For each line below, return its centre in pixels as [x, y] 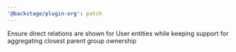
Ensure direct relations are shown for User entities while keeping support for [118, 33]
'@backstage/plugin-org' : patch [55, 14]
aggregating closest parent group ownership [72, 41]
